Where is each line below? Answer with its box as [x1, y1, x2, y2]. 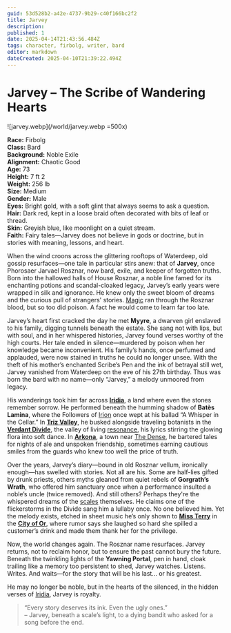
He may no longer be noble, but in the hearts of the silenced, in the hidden [7, 583, 219, 591]
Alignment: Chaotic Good [7, 157, 81, 166]
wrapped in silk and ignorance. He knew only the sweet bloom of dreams [7, 288, 215, 297]
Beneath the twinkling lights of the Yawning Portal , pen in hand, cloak [7, 554, 206, 563]
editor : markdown [7, 49, 57, 56]
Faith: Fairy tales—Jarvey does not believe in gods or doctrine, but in [7, 231, 204, 239]
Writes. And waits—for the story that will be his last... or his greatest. [7, 569, 202, 577]
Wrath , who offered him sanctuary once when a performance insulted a [7, 483, 212, 491]
